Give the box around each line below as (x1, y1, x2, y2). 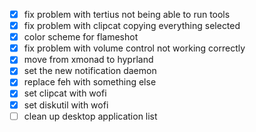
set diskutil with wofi (23, 99, 109, 111)
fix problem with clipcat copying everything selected (23, 20, 241, 32)
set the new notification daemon (23, 65, 157, 77)
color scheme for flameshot (23, 31, 139, 43)
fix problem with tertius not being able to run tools (23, 9, 231, 20)
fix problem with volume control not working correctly (23, 42, 246, 54)
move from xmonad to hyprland (23, 54, 154, 66)
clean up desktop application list (23, 110, 158, 122)
